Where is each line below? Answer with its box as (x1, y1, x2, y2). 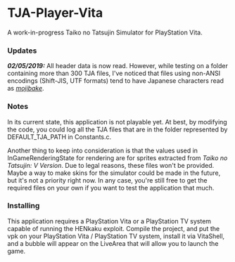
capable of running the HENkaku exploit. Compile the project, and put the (7, 224, 220, 232)
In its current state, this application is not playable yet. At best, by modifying (7, 117, 227, 126)
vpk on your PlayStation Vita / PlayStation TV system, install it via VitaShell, (7, 232, 225, 240)
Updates (7, 46, 37, 55)
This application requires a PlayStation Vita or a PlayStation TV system (7, 216, 212, 225)
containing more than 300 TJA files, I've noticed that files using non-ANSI (7, 69, 220, 78)
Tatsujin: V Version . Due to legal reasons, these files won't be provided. (7, 161, 215, 169)
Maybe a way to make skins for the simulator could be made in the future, (7, 169, 221, 177)
